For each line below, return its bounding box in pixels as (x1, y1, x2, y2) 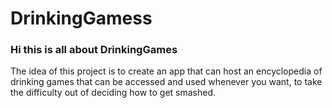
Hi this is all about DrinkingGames (10, 43, 178, 57)
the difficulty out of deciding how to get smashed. (10, 87, 217, 99)
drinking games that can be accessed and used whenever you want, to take (10, 76, 323, 88)
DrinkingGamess (10, 7, 153, 30)
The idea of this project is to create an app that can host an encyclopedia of (10, 65, 323, 77)
